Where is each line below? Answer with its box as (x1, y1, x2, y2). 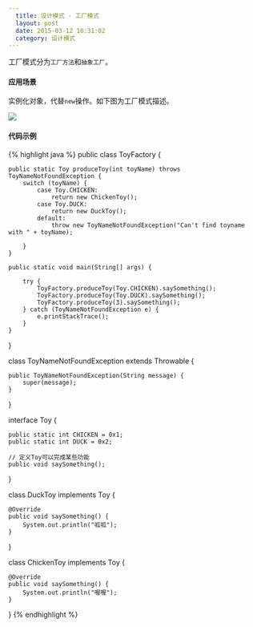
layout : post (15, 19, 59, 27)
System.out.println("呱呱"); (22, 520, 118, 529)
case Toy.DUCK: (37, 200, 88, 208)
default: (37, 214, 66, 222)
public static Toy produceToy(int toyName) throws (8, 165, 181, 173)
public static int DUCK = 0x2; (8, 438, 113, 446)
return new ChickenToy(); (50, 193, 138, 201)
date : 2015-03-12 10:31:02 (15, 26, 106, 34)
